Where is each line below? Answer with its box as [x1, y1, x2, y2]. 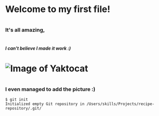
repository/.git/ [5, 106, 42, 111]
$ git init [5, 97, 28, 102]
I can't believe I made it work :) [5, 45, 71, 51]
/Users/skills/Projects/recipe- [86, 101, 155, 106]
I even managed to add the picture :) [5, 85, 96, 92]
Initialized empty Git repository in [5, 101, 85, 106]
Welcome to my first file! [5, 4, 111, 15]
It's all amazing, [5, 27, 45, 34]
